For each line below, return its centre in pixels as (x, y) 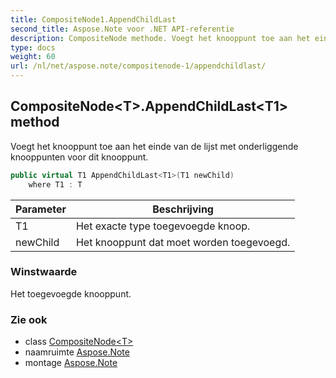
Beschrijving (183, 209)
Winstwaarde (44, 272)
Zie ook (29, 319)
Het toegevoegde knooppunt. (71, 293)
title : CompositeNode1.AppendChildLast (93, 19)
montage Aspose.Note (71, 363)
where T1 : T (55, 184)
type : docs (33, 47)
